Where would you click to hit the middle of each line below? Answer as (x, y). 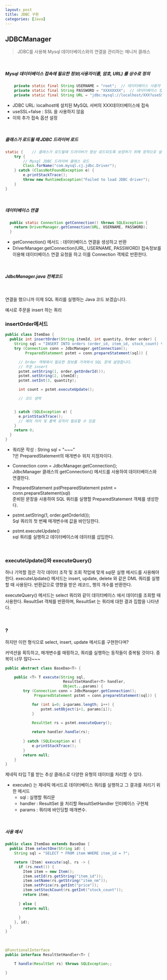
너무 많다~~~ (27, 659)
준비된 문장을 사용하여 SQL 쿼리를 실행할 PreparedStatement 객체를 (79, 499)
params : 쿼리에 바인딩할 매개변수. (53, 810)
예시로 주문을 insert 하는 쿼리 (34, 310)
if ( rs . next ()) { (36, 867)
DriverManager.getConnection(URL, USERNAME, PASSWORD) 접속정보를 (87, 248)
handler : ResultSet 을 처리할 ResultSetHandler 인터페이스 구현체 (84, 804)
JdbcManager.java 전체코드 (34, 276)
